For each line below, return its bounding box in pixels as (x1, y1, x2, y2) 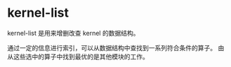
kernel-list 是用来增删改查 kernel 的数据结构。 (7, 29, 140, 37)
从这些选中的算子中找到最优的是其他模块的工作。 (7, 52, 149, 61)
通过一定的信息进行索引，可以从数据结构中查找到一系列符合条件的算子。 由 (7, 43, 225, 52)
